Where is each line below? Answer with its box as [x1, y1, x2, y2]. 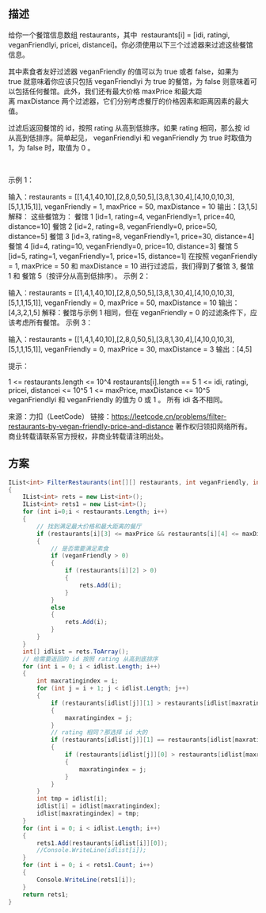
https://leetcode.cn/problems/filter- [111, 411, 227, 421]
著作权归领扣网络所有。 [175, 421, 252, 431]
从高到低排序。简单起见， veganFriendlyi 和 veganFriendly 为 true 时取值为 [8, 133, 253, 143]
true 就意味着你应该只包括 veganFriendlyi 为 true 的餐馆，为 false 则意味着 [8, 76, 251, 86]
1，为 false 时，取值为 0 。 [8, 143, 95, 152]
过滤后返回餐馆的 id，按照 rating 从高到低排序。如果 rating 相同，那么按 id [8, 123, 250, 132]
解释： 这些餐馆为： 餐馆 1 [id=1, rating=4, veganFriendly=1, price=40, [8, 211, 236, 221]
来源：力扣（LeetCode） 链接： [8, 411, 112, 421]
